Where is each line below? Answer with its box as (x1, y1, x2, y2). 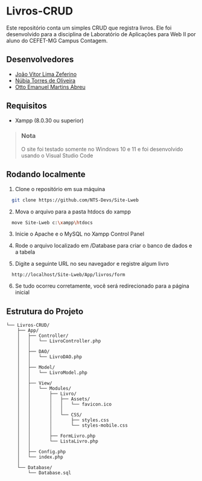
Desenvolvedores (6, 54, 74, 64)
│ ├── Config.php (17, 449, 66, 455)
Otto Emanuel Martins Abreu (14, 83, 86, 90)
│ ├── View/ (17, 380, 52, 386)
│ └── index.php (17, 454, 63, 461)
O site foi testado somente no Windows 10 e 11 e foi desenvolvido (21, 145, 183, 152)
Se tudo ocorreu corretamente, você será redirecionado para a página (14, 282, 190, 290)
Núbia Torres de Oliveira (14, 77, 76, 84)
